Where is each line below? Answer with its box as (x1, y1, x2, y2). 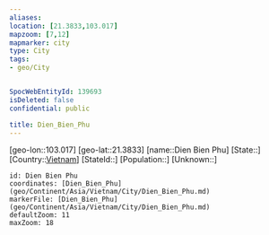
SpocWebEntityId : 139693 (9, 87, 102, 96)
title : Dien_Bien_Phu (9, 120, 91, 129)
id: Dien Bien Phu (9, 171, 78, 180)
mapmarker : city (9, 38, 70, 48)
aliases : (9, 13, 42, 22)
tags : (9, 55, 30, 64)
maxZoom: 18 (9, 219, 54, 228)
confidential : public (9, 104, 91, 113)
